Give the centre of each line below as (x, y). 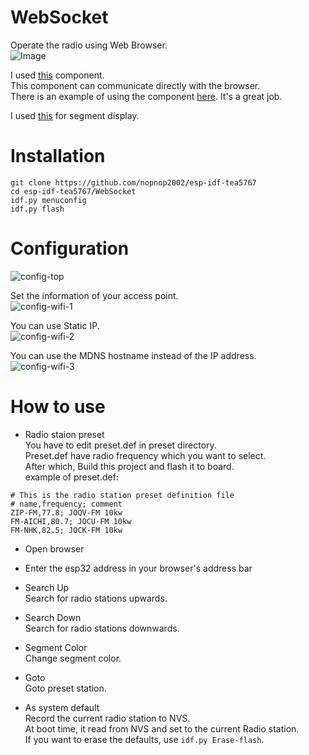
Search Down (53, 617)
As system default (62, 707)
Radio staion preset (64, 434)
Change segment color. (73, 658)
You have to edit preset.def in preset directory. (120, 445)
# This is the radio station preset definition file (122, 495)
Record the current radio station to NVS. (107, 718)
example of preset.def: (71, 477)
